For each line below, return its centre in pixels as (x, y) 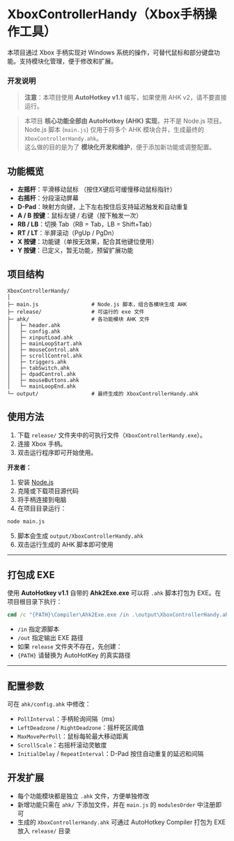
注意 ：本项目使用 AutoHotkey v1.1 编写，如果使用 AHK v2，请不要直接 (125, 98)
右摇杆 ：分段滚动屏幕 (48, 198)
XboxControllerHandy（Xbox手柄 (106, 14)
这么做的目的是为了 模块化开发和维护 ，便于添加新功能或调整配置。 (120, 147)
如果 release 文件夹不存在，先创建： (70, 646)
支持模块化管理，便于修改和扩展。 (68, 61)
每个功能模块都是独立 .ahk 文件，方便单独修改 (83, 796)
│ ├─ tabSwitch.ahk (39, 368)
